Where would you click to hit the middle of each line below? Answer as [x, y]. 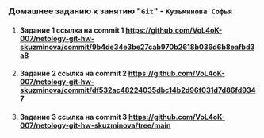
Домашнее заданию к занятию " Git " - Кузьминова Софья [120, 11]
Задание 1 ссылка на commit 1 [72, 30]
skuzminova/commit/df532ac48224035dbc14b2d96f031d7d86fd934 [138, 90]
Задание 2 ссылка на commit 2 [73, 74]
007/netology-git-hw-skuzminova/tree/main [95, 125]
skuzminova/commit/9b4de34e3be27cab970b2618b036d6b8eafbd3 [137, 47]
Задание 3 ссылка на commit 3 [73, 117]
